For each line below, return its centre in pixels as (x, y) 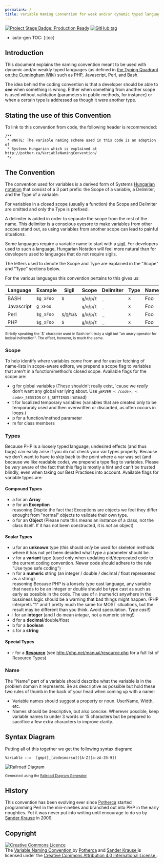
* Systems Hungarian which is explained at (52, 149)
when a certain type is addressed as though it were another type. (71, 100)
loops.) (19, 413)
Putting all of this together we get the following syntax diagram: (69, 749)
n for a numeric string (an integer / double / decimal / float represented (84, 573)
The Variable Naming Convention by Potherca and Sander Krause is (73, 850)
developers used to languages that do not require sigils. (61, 254)
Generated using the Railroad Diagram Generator (46, 776)
